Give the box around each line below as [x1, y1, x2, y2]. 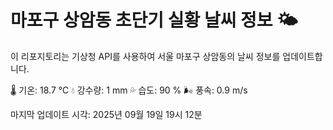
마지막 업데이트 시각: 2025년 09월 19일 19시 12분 [10, 108, 203, 120]
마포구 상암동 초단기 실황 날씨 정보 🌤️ [10, 9, 298, 32]
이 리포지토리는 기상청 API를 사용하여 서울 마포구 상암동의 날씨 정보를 [10, 50, 281, 62]
